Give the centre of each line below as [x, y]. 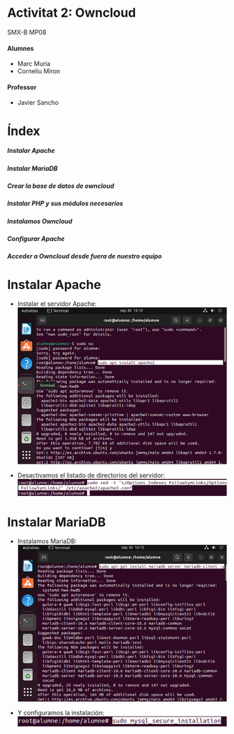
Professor [22, 87]
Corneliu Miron [39, 71]
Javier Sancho [38, 103]
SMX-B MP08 [27, 32]
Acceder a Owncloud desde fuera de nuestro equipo [85, 256]
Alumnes [21, 48]
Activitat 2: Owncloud [72, 13]
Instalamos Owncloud [40, 221]
